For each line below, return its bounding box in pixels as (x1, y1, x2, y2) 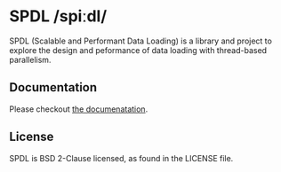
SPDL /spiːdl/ (9, 6, 108, 27)
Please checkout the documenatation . (9, 104, 149, 114)
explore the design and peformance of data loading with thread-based (9, 44, 268, 55)
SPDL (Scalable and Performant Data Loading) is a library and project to (9, 35, 273, 46)
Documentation (9, 80, 98, 95)
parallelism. (9, 54, 52, 65)
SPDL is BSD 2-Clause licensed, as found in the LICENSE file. (9, 152, 234, 163)
